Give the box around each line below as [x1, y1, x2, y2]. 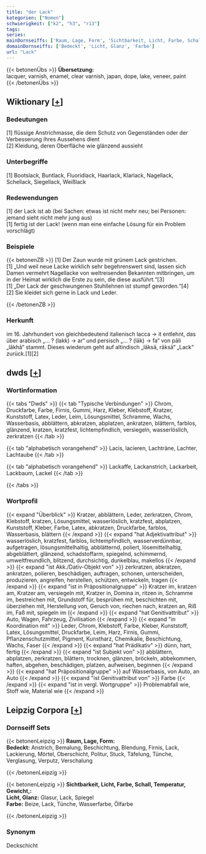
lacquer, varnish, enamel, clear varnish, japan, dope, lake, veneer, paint [6, 72, 186, 80]
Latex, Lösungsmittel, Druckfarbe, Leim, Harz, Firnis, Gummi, [6, 628, 161, 636]
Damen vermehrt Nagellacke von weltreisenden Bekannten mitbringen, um [6, 269, 195, 277]
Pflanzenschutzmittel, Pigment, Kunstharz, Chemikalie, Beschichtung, [6, 635, 182, 642]
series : [6, 32, 26, 38]
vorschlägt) [6, 227, 36, 234]
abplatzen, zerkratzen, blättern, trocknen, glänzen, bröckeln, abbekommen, [6, 654, 197, 662]
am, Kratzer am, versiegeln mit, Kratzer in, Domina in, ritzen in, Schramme [6, 589, 193, 596]
